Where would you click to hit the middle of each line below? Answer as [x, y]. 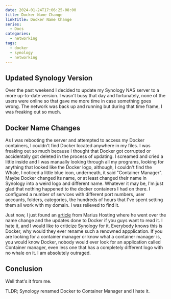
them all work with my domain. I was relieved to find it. [63, 205]
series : [14, 24]
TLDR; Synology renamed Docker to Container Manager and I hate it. [78, 291]
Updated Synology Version [49, 78]
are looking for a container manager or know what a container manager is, [83, 237]
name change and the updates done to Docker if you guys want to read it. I [84, 220]
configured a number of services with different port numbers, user [75, 194]
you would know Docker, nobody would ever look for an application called [83, 242]
